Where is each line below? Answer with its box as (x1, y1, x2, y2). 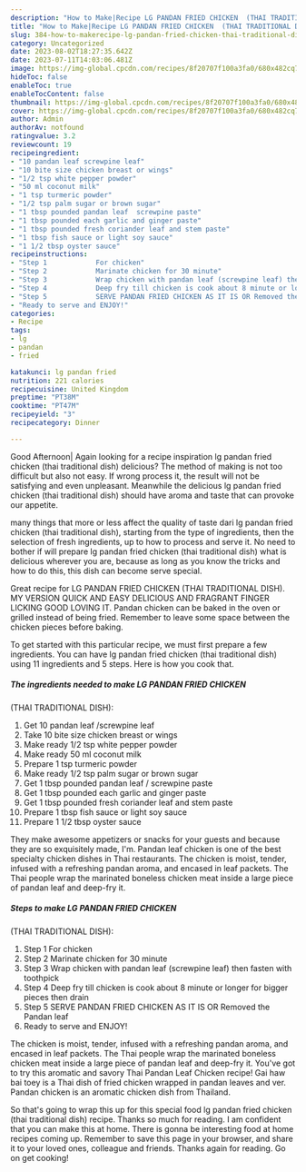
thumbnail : (10, 97, 52, 107)
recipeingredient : (10, 148, 80, 157)
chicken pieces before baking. (10, 621, 123, 632)
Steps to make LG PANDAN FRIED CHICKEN (10, 903, 177, 914)
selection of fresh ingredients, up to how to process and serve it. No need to (10, 536, 296, 547)
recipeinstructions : (10, 250, 89, 259)
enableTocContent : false (10, 89, 104, 98)
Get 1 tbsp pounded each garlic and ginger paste (23, 787, 207, 798)
